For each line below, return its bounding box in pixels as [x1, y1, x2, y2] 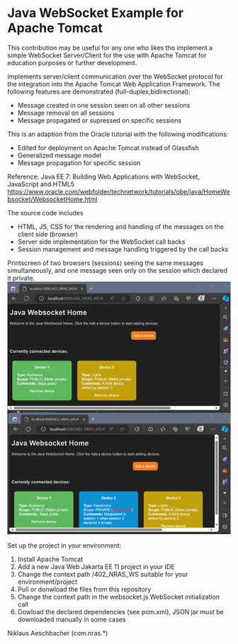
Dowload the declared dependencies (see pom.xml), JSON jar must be [17, 608, 225, 616]
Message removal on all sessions [17, 108, 115, 117]
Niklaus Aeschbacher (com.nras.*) [7, 629, 108, 638]
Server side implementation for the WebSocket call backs [17, 237, 186, 246]
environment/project [17, 577, 78, 586]
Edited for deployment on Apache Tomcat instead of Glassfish [17, 143, 200, 152]
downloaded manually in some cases [17, 615, 126, 624]
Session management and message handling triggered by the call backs [17, 244, 229, 253]
